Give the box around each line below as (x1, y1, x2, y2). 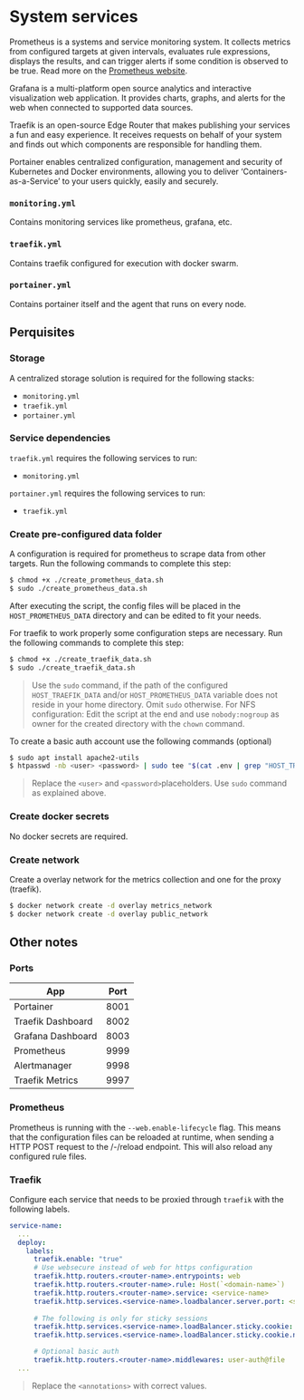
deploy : (17, 1238, 47, 1247)
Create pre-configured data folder (9, 527, 163, 540)
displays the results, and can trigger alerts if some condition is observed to (9, 55, 289, 66)
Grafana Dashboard (14, 1030, 98, 1043)
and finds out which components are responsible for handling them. (9, 139, 262, 150)
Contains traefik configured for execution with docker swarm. (9, 257, 239, 268)
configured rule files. (9, 1151, 88, 1162)
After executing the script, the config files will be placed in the (9, 600, 242, 611)
